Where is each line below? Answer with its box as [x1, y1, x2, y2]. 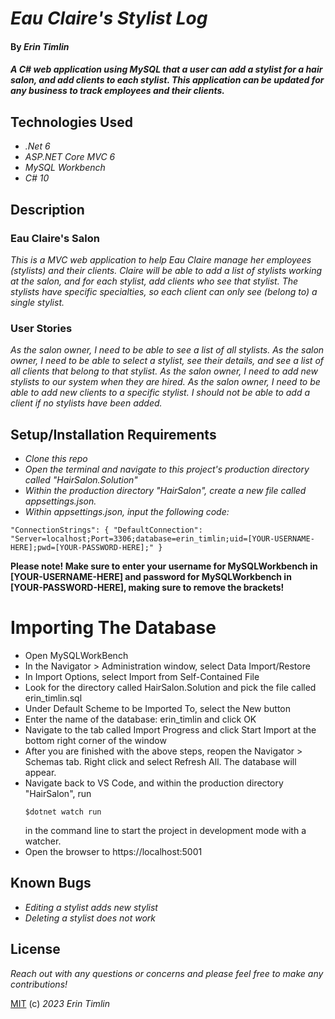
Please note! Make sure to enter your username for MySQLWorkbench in [10, 560, 318, 572]
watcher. [24, 835, 62, 847]
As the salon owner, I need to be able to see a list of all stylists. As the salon [10, 344, 325, 356]
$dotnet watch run [24, 807, 102, 817]
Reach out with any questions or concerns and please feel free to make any [10, 967, 324, 979]
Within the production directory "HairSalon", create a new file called [24, 484, 307, 496]
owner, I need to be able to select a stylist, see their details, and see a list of [10, 355, 325, 367]
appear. [24, 766, 57, 778]
